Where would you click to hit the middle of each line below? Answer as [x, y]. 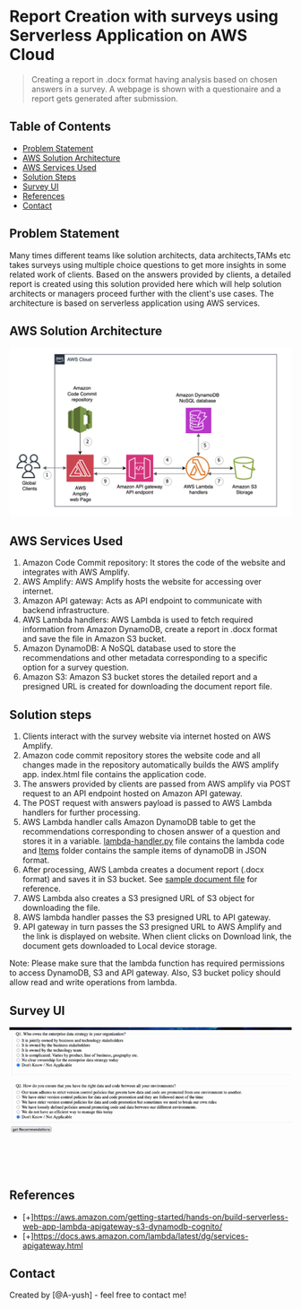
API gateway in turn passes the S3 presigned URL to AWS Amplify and [152, 927]
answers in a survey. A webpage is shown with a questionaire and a [156, 89]
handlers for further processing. [81, 812]
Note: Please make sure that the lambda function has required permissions [147, 963]
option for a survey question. [76, 668]
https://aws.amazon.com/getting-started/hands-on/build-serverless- [161, 1217]
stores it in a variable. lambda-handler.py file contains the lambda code [153, 841]
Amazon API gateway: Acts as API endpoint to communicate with [142, 601]
